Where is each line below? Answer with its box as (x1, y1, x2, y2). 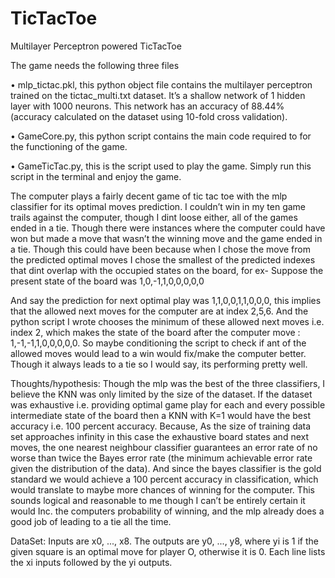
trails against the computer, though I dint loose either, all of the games (10, 211, 298, 223)
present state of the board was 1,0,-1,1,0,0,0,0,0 (10, 275, 205, 287)
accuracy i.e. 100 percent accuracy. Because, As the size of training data (10, 420, 312, 432)
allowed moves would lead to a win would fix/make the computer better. (10, 347, 307, 359)
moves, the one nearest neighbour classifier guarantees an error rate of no (10, 441, 318, 453)
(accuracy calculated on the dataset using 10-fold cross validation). (10, 110, 288, 122)
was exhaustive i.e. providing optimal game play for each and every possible (10, 398, 326, 411)
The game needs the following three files (10, 59, 180, 71)
